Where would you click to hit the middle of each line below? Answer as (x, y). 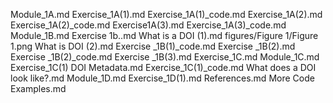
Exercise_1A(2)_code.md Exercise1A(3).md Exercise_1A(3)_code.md (148, 25)
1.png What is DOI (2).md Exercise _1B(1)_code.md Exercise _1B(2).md (153, 46)
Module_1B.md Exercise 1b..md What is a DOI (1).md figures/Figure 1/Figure (164, 35)
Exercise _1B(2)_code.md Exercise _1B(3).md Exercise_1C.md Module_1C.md (165, 57)
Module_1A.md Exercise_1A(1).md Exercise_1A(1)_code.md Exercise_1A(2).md (166, 14)
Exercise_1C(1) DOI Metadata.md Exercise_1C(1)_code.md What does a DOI (163, 67)
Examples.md (38, 88)
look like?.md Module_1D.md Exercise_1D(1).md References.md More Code (162, 78)
